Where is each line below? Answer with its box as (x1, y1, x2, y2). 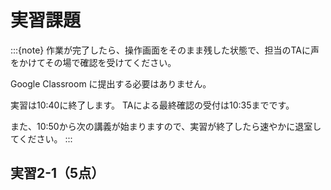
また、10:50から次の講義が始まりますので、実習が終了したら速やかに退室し (10, 120, 322, 132)
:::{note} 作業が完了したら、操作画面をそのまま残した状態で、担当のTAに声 (10, 44, 320, 56)
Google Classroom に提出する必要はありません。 (10, 77, 212, 90)
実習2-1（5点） (10, 165, 105, 182)
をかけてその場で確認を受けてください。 (10, 56, 177, 68)
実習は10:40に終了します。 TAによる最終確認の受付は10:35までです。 (10, 99, 295, 111)
